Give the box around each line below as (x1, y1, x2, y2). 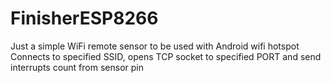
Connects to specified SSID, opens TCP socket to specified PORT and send (10, 50, 322, 62)
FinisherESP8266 (10, 7, 159, 30)
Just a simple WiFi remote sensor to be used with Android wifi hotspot (10, 40, 300, 52)
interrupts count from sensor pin (10, 61, 144, 73)
